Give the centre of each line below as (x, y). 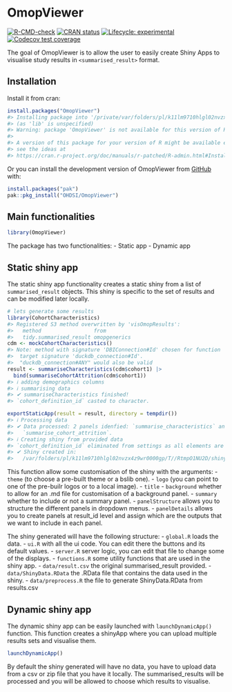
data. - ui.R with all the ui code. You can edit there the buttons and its (106, 544)
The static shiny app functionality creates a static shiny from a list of (104, 284)
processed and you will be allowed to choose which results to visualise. (109, 681)
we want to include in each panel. (55, 523)
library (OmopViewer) (37, 233)
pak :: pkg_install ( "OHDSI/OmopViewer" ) (63, 195)
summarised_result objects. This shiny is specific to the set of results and (111, 291)
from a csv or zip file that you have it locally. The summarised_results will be (116, 673)
